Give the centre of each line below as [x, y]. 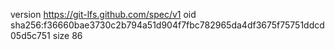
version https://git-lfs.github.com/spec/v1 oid [103, 14]
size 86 [67, 35]
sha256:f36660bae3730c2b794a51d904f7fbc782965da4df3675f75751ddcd [167, 25]
